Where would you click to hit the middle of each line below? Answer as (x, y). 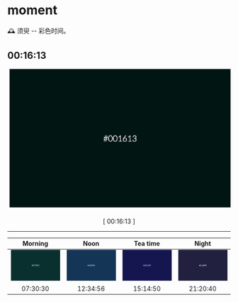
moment (33, 10)
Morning (35, 244)
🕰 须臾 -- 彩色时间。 (39, 30)
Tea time (147, 244)
